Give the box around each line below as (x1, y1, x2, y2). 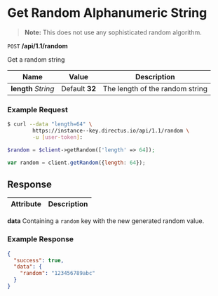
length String (11, 83, 55, 93)
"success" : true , (13, 257, 64, 264)
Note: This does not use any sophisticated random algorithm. (24, 28, 202, 36)
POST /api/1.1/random (7, 41, 68, 50)
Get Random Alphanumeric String (7, 5, 207, 21)
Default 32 (60, 83, 97, 93)
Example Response (7, 234, 74, 244)
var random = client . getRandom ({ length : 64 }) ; (7, 159, 146, 166)
